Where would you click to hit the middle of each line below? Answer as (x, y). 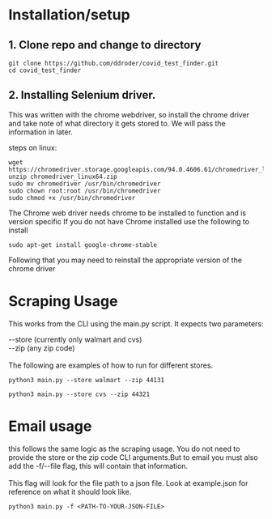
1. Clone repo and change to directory (105, 45)
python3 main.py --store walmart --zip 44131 (86, 380)
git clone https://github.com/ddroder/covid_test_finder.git (114, 63)
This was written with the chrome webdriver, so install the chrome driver (129, 114)
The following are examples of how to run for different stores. (110, 365)
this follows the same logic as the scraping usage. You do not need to (124, 449)
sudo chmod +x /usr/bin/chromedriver (72, 198)
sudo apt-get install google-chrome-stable (83, 245)
